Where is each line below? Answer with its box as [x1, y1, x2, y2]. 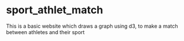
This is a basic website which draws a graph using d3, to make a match [6, 23, 178, 29]
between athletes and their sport [6, 28, 85, 35]
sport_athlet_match [6, 3, 104, 17]
